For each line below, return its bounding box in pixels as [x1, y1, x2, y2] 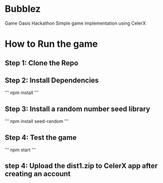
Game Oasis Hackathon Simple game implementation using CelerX [5, 20, 146, 26]
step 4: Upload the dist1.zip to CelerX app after [5, 161, 158, 170]
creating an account [5, 170, 70, 178]
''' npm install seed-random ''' [5, 118, 69, 124]
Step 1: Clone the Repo [5, 59, 79, 67]
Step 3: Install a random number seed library [5, 104, 150, 113]
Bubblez [5, 3, 41, 15]
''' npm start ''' [5, 147, 37, 153]
